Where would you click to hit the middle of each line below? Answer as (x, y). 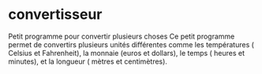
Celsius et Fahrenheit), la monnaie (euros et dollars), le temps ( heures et (127, 53)
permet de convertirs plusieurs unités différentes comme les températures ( (131, 44)
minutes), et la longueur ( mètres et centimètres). (88, 61)
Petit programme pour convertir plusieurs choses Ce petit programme (122, 36)
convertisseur (55, 15)
